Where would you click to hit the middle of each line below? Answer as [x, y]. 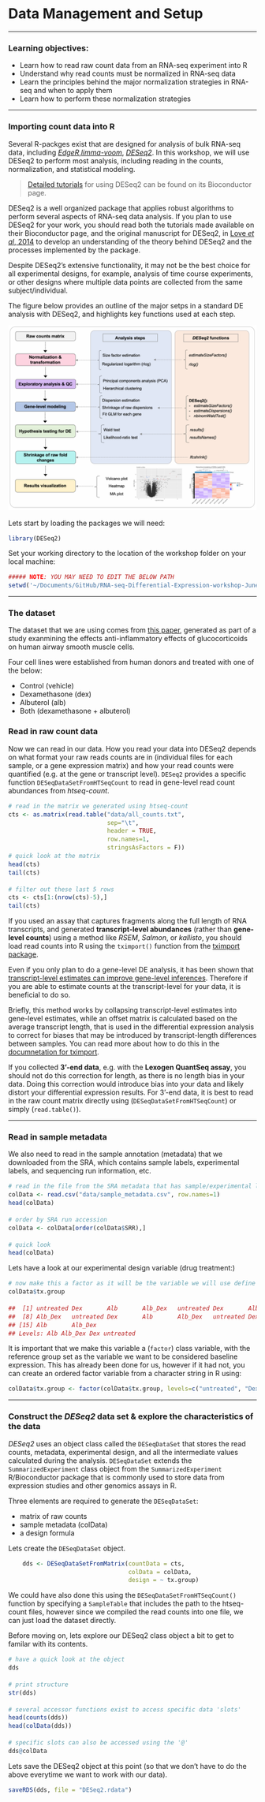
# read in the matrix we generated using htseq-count [99, 806]
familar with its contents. [48, 1644]
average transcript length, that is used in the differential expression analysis [131, 1027]
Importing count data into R [62, 127]
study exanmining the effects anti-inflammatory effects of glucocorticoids [128, 639]
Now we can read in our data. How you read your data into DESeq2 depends [132, 748]
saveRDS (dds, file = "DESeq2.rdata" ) [70, 1790]
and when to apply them [73, 91]
